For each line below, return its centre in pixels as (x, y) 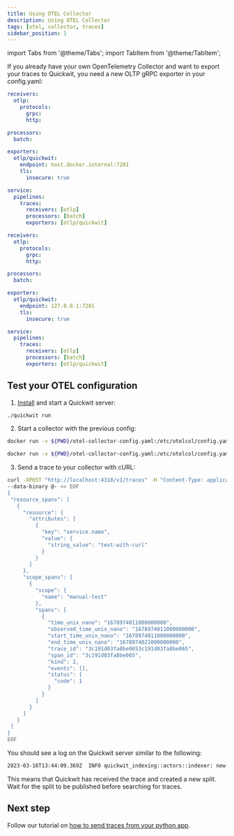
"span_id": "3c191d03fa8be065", (94, 655)
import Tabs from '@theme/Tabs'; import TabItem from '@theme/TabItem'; (114, 53)
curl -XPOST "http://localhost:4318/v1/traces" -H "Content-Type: (106, 480)
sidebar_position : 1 (37, 33)
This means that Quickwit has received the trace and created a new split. (112, 779)
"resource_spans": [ (40, 500)
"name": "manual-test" (75, 597)
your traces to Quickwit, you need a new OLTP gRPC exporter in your (106, 74)
